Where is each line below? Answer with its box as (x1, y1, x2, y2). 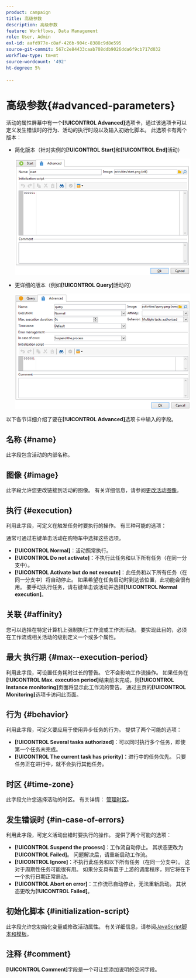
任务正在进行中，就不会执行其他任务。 (14, 760, 107, 767)
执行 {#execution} (6, 505, 73, 515)
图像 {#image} (6, 470, 59, 480)
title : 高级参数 (6, 15, 42, 22)
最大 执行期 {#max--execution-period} (6, 652, 149, 662)
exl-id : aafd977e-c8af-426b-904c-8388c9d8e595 (6, 40, 122, 46)
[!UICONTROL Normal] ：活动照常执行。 (14, 547, 112, 554)
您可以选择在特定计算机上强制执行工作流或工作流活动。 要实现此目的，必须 (6, 626, 187, 633)
